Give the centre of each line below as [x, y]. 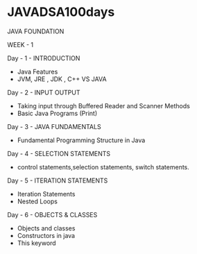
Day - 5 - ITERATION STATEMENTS [58, 180]
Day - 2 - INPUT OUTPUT [44, 92]
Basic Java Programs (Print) [57, 113]
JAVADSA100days [61, 12]
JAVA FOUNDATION [36, 31]
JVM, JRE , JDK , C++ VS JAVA [62, 79]
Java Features [37, 71]
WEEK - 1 [20, 44]
